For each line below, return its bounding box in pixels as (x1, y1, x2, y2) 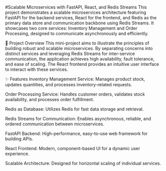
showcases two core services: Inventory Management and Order (5, 25, 138, 31)
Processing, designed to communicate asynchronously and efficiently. (5, 31, 149, 36)
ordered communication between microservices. (5, 121, 105, 127)
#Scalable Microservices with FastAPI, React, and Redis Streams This (5, 4, 147, 10)
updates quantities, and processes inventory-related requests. (5, 82, 132, 87)
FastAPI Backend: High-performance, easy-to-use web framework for (5, 131, 148, 136)
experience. (5, 151, 30, 157)
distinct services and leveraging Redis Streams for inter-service (5, 51, 135, 57)
